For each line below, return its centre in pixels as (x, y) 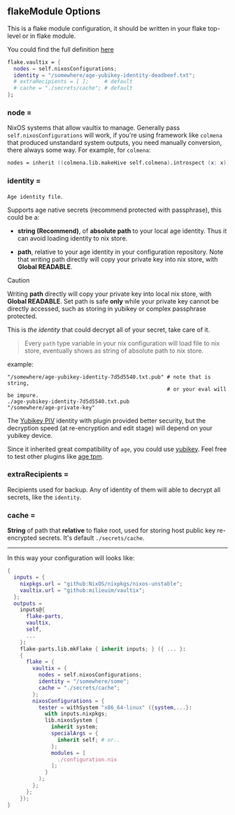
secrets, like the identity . (44, 497)
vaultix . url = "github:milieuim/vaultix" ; (83, 590)
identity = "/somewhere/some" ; (84, 681)
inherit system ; (75, 727)
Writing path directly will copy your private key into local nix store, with (109, 294)
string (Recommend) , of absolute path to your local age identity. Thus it (122, 231)
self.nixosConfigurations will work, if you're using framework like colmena (115, 135)
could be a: (23, 217)
